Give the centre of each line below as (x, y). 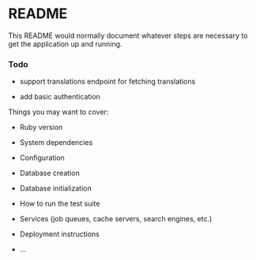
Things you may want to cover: (58, 112)
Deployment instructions (60, 234)
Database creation (50, 173)
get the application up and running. (65, 43)
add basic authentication (60, 97)
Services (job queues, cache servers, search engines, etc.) (116, 219)
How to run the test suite (60, 204)
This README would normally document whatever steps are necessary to (128, 35)
